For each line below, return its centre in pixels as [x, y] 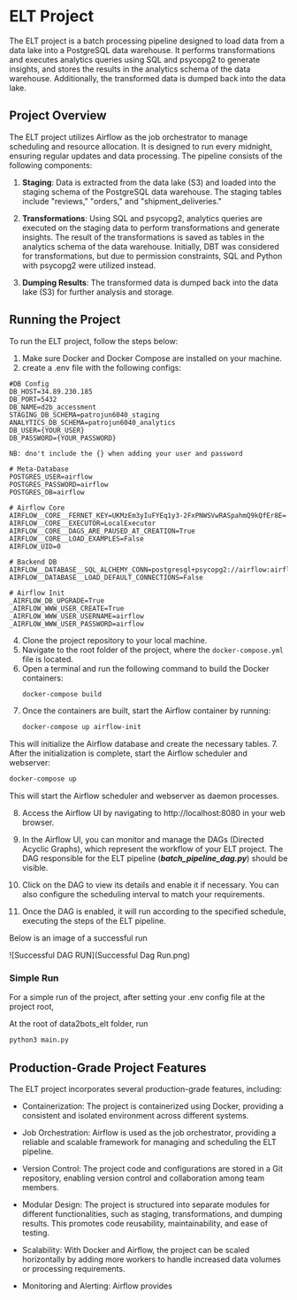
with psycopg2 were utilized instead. [89, 265]
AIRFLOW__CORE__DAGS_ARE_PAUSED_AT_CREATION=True [103, 531]
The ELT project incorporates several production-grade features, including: [146, 1089]
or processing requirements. [73, 1269]
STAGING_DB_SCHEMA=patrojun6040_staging [85, 415]
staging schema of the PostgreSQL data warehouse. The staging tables [152, 191]
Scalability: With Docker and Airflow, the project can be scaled [136, 1250]
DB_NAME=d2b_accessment [53, 407]
